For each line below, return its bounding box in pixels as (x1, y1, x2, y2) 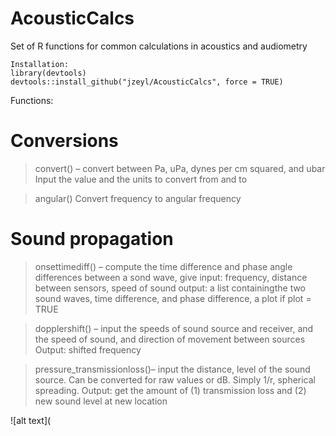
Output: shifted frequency (34, 343, 142, 356)
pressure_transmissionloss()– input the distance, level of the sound (34, 363, 311, 375)
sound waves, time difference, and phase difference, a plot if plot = (34, 292, 312, 304)
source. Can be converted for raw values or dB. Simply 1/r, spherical (34, 373, 317, 386)
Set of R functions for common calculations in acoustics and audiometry (10, 40, 308, 52)
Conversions (10, 130, 119, 152)
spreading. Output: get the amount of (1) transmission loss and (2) (34, 384, 307, 396)
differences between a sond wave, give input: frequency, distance (34, 271, 308, 283)
